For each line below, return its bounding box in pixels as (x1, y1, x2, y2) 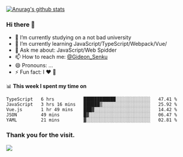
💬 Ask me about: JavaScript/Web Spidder (14, 46, 117, 54)
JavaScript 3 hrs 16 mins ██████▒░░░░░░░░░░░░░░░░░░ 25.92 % (6, 102, 178, 108)
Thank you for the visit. (6, 131, 75, 139)
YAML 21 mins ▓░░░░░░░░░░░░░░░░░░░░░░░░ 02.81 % (6, 117, 178, 123)
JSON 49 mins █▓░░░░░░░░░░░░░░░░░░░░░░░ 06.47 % (6, 112, 178, 118)
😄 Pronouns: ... (14, 62, 54, 69)
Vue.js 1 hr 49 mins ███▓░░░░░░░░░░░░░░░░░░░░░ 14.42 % (6, 107, 178, 113)
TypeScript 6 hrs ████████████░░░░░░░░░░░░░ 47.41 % (6, 96, 178, 102)
